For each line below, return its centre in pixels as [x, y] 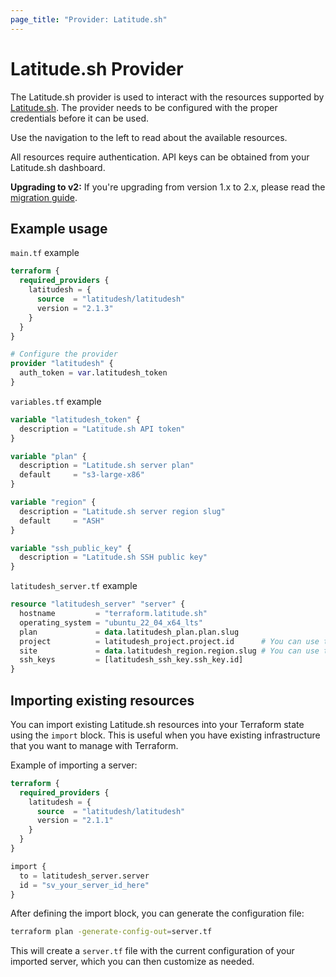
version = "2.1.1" [75, 821]
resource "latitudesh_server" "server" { [98, 604]
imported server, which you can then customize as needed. [132, 962]
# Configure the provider [64, 354]
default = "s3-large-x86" [82, 475]
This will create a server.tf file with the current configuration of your [152, 951]
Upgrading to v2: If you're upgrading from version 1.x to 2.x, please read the [168, 187]
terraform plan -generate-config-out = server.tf [111, 932]
